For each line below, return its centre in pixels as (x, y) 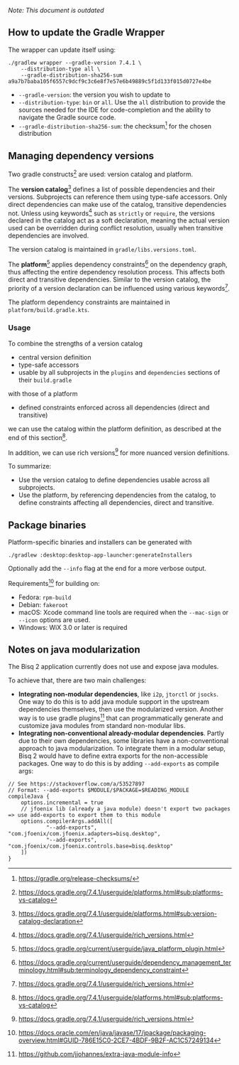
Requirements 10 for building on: (54, 582)
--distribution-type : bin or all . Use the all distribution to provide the (122, 102)
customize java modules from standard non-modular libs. (102, 726)
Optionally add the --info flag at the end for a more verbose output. (107, 568)
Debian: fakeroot (43, 604)
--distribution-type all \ (61, 69)
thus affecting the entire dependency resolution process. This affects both (117, 272)
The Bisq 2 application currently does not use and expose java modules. (113, 667)
